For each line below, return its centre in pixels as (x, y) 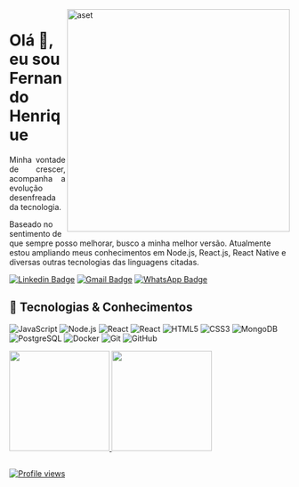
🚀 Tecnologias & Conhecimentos (101, 308)
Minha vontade (37, 159)
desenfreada (32, 197)
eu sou (35, 59)
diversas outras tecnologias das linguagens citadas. (105, 262)
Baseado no (31, 224)
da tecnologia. (36, 207)
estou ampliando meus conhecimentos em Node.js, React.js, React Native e (148, 252)
